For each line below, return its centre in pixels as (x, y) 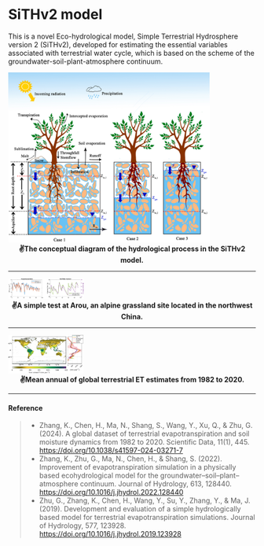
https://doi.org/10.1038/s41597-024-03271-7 (111, 451)
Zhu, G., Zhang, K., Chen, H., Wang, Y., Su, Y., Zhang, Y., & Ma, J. (145, 500)
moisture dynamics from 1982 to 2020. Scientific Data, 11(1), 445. (144, 442)
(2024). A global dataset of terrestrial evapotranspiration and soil (144, 433)
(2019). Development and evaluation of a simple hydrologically (140, 509)
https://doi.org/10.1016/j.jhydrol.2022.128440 (111, 493)
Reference (26, 408)
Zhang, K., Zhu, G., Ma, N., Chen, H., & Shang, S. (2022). (130, 459)
